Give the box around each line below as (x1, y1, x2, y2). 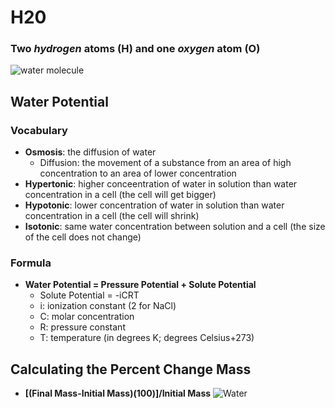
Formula (10, 256, 52, 270)
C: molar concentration (39, 311, 135, 323)
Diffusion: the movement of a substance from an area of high (39, 157, 292, 169)
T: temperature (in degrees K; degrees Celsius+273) (39, 332, 255, 344)
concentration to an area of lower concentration (39, 167, 237, 180)
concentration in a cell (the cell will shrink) (24, 210, 200, 222)
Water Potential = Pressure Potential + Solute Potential (24, 279, 257, 291)
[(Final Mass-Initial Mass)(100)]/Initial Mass (24, 387, 212, 400)
